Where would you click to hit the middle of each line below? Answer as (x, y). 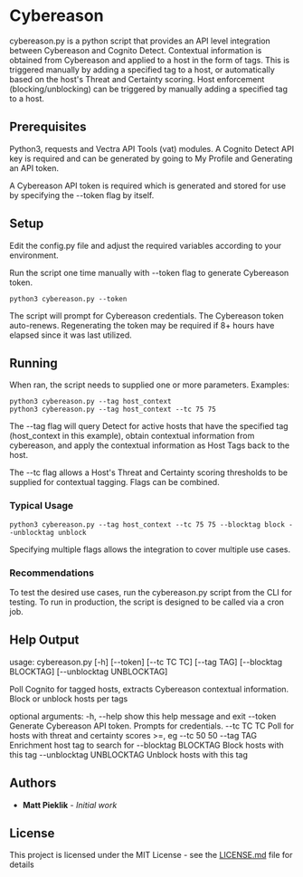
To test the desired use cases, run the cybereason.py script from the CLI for (151, 592)
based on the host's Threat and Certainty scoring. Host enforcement (137, 79)
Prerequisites (48, 127)
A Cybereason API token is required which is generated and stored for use (148, 186)
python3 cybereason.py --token (68, 299)
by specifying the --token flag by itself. (82, 195)
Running (34, 363)
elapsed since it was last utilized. (71, 335)
